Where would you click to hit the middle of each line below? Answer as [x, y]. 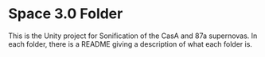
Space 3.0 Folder [66, 14]
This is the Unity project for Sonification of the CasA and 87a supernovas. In [133, 36]
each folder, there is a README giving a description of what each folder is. [131, 44]
